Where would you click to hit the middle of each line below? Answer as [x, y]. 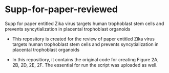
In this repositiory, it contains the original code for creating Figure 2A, [86, 59]
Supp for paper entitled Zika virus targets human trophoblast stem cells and [84, 23]
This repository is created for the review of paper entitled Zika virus [83, 39]
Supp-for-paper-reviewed [61, 9]
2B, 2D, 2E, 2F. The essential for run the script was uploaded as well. [85, 65]
